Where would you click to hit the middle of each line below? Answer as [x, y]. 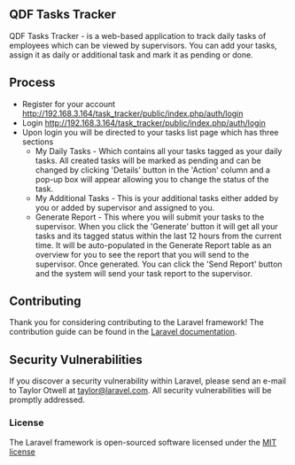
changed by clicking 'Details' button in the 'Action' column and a [152, 170]
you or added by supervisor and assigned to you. [125, 207]
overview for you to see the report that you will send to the [142, 254]
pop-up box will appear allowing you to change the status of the [152, 179]
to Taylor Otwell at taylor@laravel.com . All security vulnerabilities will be [140, 391]
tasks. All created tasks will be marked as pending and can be [148, 160]
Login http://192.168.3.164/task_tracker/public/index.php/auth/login [144, 122]
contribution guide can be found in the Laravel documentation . [123, 332]
